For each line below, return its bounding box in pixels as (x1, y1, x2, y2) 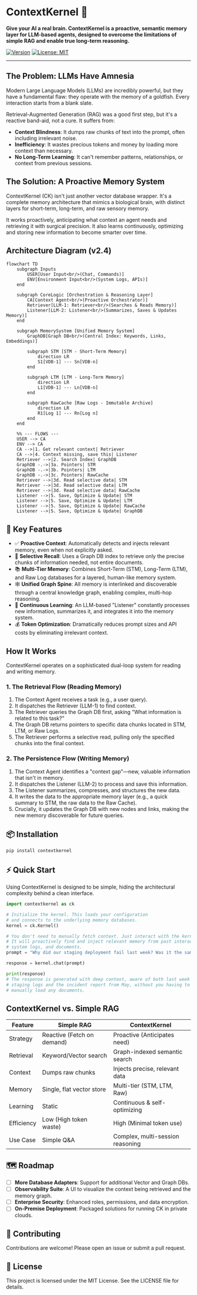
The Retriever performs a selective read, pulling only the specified (14, 733, 175, 740)
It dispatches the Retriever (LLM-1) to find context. (14, 702, 137, 709)
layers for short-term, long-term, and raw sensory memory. (6, 205, 150, 212)
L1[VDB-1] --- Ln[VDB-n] (37, 385, 98, 390)
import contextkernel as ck (6, 901, 75, 907)
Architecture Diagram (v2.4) (6, 245, 112, 255)
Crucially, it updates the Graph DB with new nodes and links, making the (14, 805, 189, 812)
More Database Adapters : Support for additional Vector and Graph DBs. (14, 1179, 189, 1186)
